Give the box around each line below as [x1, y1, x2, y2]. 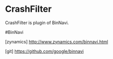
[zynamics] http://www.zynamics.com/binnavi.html [5, 38, 108, 45]
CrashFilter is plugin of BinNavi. [5, 20, 69, 26]
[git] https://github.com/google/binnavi [5, 48, 84, 54]
